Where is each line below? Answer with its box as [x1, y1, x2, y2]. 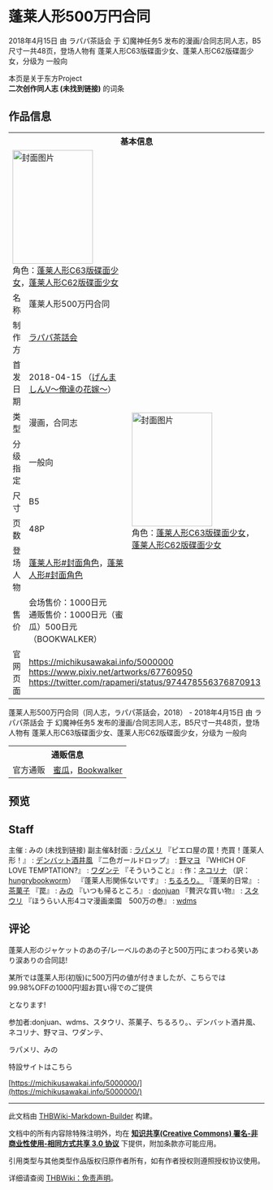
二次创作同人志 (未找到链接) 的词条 [8, 83, 124, 93]
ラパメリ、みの [8, 1045, 58, 1054]
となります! [8, 1000, 46, 1010]
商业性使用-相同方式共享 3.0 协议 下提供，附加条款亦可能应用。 [8, 1138, 221, 1148]
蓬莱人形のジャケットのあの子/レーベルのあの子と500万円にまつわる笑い [8, 945, 252, 954]
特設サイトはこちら [8, 1062, 73, 1071]
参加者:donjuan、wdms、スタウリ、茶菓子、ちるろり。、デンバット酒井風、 [8, 1017, 260, 1027]
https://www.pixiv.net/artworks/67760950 [28, 666, 193, 677]
